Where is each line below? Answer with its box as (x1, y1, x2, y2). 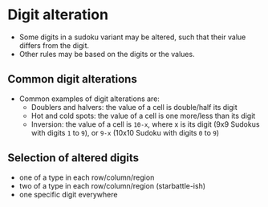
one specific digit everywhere (18, 189, 118, 199)
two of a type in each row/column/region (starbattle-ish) (18, 181, 206, 190)
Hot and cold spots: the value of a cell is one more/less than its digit (30, 111, 256, 120)
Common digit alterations (7, 72, 137, 86)
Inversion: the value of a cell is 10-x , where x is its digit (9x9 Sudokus (30, 119, 260, 129)
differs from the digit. (18, 40, 90, 50)
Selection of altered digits (7, 151, 140, 165)
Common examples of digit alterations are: (18, 94, 160, 103)
